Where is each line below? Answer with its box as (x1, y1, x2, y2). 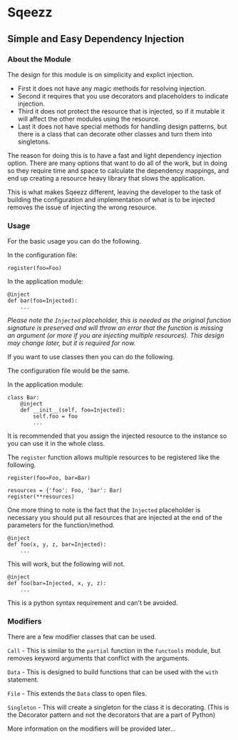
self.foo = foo (33, 413, 78, 420)
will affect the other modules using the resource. (17, 114, 160, 123)
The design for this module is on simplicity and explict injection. (7, 70, 195, 79)
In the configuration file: (7, 251, 78, 259)
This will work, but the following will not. (7, 560, 125, 569)
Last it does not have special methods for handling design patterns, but (17, 122, 227, 131)
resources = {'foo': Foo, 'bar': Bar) (7, 487, 123, 494)
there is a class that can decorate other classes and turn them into (17, 129, 212, 138)
